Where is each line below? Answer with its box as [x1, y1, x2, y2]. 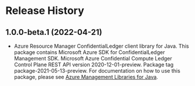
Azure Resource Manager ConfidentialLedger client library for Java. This [13, 42, 189, 49]
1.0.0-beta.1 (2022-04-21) [5, 27, 102, 37]
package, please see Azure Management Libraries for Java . [13, 74, 159, 80]
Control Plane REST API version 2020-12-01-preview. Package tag [13, 61, 174, 68]
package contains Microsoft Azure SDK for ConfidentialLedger [13, 49, 165, 56]
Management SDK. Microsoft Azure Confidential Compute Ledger [13, 55, 172, 62]
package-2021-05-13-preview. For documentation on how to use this [13, 67, 181, 74]
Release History [5, 4, 84, 17]
